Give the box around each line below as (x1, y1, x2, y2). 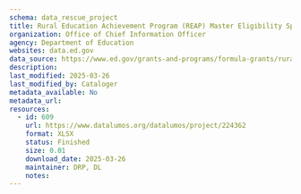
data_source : (9, 55, 58, 63)
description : (9, 63, 58, 72)
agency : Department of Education (9, 38, 134, 47)
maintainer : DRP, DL (25, 163, 102, 172)
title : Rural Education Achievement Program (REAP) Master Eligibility (9, 21, 282, 30)
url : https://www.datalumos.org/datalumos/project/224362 (25, 122, 246, 131)
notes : (25, 171, 50, 180)
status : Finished (25, 138, 90, 147)
